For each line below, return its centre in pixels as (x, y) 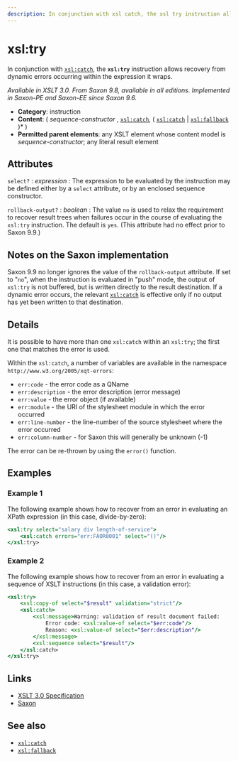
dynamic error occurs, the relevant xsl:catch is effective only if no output (114, 295)
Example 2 (26, 561)
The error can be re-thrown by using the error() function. (92, 451)
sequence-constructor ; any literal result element (88, 141)
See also (27, 725)
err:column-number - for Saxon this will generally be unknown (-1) (113, 437)
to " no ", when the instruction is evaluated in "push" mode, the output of (111, 280)
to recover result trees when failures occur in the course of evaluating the (115, 217)
